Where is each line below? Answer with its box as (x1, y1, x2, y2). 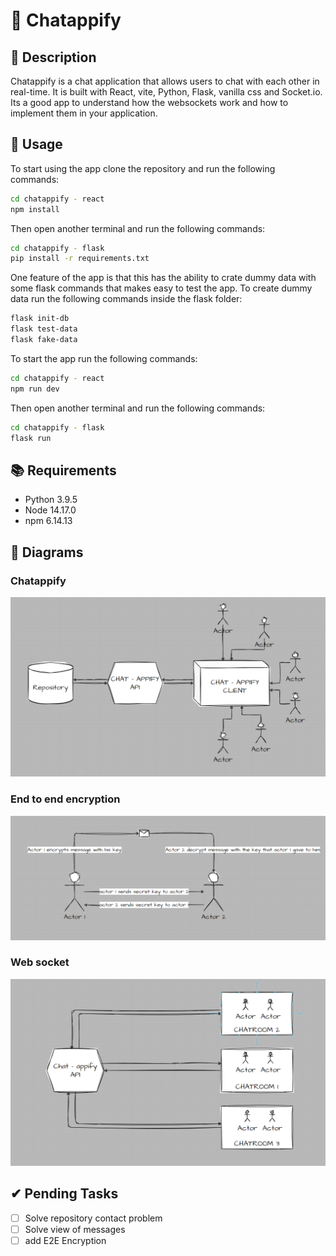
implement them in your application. (10, 107, 158, 119)
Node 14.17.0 (24, 504, 77, 516)
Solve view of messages (24, 1223, 126, 1235)
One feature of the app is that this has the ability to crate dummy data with (10, 272, 317, 284)
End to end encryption (10, 792, 121, 806)
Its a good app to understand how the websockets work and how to (10, 97, 289, 108)
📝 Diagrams (10, 544, 84, 561)
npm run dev (10, 384, 60, 394)
